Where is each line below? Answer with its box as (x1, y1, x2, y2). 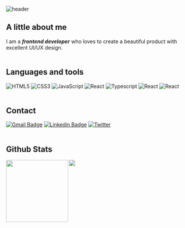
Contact (6, 106, 36, 116)
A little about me (6, 22, 67, 32)
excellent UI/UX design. (6, 44, 63, 51)
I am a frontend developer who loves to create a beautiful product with (6, 38, 177, 45)
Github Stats (6, 144, 53, 154)
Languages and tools (6, 67, 84, 77)
